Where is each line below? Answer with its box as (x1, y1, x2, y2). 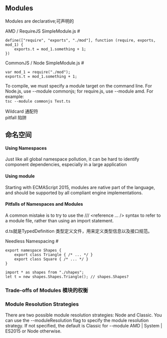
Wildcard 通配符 (5, 108, 39, 114)
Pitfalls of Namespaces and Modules (5, 201, 83, 207)
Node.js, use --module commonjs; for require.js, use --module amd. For (5, 88, 154, 94)
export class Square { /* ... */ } (14, 257, 89, 262)
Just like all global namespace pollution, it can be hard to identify (5, 156, 139, 162)
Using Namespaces (5, 145, 47, 151)
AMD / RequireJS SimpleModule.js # (5, 28, 80, 34)
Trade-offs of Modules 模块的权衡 (5, 287, 88, 294)
